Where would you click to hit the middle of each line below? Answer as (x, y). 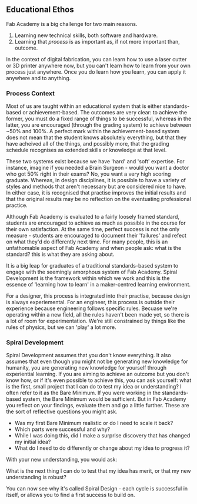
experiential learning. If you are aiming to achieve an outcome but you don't (98, 374)
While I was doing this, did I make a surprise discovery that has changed (102, 436)
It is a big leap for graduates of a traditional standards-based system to (92, 266)
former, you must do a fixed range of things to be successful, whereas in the (99, 119)
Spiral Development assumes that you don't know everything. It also (89, 355)
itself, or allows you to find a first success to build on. (71, 495)
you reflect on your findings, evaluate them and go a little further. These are (98, 406)
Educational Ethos (40, 10)
